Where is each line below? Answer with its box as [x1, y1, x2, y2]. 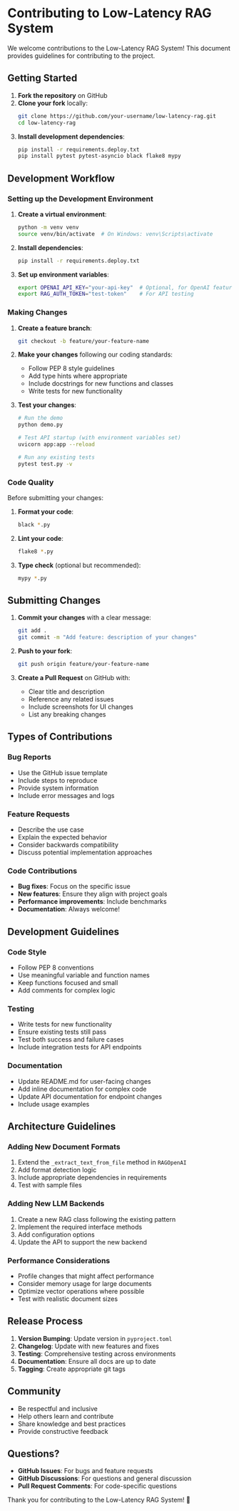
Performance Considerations [7, 1255, 111, 1265]
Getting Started [7, 72, 78, 84]
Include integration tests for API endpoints [17, 1043, 142, 1052]
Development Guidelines [7, 925, 120, 937]
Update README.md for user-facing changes [17, 1077, 151, 1085]
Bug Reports [7, 752, 51, 762]
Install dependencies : [17, 243, 83, 251]
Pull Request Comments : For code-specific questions [17, 1482, 177, 1490]
